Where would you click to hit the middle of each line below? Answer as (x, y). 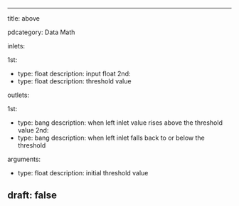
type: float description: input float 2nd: (74, 73)
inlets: (16, 46)
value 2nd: (33, 130)
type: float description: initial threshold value (83, 173)
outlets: (18, 95)
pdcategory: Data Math (41, 32)
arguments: (24, 159)
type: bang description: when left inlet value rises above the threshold (120, 123)
